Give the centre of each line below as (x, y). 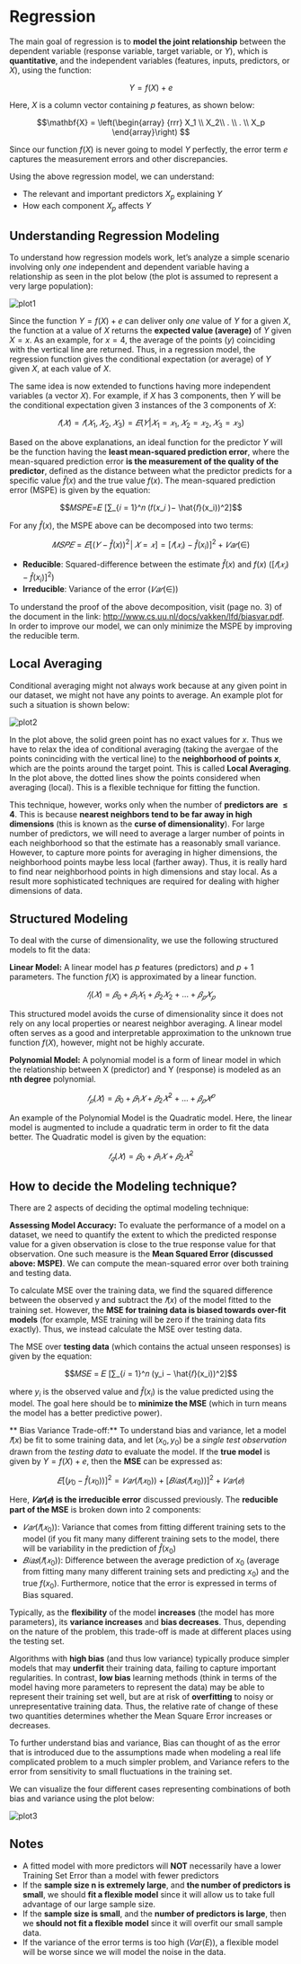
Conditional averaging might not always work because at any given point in (148, 685)
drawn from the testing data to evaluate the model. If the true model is (140, 1451)
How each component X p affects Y (87, 206)
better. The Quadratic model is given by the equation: (108, 1137)
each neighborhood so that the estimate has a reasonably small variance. (145, 843)
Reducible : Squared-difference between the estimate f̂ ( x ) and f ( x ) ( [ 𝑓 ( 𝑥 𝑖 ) (155, 565)
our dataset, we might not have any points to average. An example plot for (146, 695)
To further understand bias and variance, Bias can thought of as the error (145, 1743)
